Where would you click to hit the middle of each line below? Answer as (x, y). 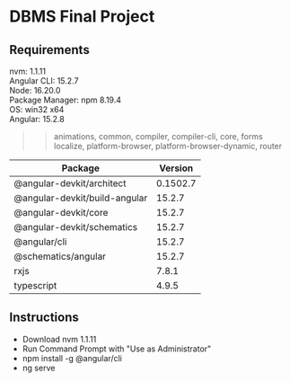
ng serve (39, 368)
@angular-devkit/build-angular (81, 198)
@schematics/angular (60, 256)
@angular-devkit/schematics (76, 227)
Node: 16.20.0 (35, 90)
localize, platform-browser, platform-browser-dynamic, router (168, 146)
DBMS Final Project (82, 17)
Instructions (44, 318)
